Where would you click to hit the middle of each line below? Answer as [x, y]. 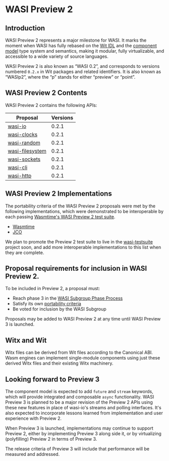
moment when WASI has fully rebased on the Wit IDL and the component [81, 46]
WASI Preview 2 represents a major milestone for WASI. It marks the [76, 40]
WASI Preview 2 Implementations [59, 194]
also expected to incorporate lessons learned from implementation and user [84, 413]
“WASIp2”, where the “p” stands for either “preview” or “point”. [70, 77]
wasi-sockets [24, 159]
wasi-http [20, 175]
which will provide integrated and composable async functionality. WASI [80, 397]
